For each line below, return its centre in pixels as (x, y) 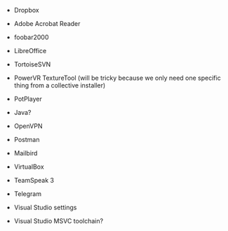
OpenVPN (28, 126)
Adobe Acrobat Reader (47, 23)
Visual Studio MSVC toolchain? (59, 221)
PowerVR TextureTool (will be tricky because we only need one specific (117, 78)
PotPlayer (28, 99)
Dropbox (27, 10)
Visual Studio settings (45, 207)
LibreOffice (30, 51)
